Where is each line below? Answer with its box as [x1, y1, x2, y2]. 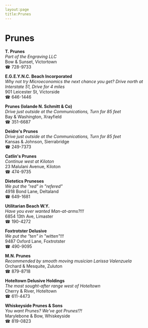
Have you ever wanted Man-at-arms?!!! [5, 208, 84, 214]
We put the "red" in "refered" [5, 183, 63, 190]
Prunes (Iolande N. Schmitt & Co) [5, 104, 73, 109]
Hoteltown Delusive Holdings [5, 278, 65, 284]
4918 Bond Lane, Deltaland [5, 189, 59, 194]
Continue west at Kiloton [5, 158, 54, 164]
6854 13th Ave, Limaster [5, 213, 53, 219]
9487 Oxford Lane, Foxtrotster [5, 239, 66, 244]
